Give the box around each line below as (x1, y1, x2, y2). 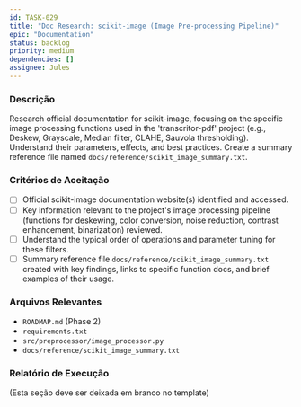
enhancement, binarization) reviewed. (22, 224, 164, 234)
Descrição (9, 93, 56, 105)
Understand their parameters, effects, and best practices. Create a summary (9, 142, 293, 153)
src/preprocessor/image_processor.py (22, 337, 164, 346)
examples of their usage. (22, 273, 115, 284)
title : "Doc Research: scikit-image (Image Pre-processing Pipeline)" (9, 22, 279, 31)
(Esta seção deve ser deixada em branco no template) (9, 387, 209, 398)
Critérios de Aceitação (9, 174, 110, 187)
